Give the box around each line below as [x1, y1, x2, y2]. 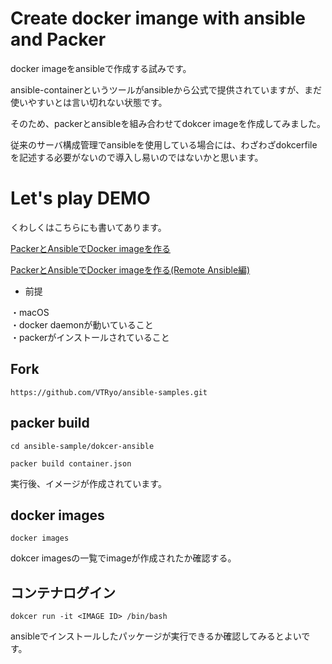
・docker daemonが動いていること [10, 318, 154, 331]
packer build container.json [10, 458, 132, 469]
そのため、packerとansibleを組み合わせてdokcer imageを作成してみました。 [10, 117, 326, 129]
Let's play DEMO [10, 187, 151, 210]
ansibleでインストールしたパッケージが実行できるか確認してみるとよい [10, 630, 302, 642]
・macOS [10, 306, 50, 318]
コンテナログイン [10, 584, 116, 601]
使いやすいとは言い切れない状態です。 [10, 96, 168, 108]
